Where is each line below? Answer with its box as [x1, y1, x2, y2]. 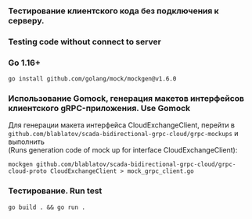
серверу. [8, 15, 45, 26]
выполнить [8, 137, 45, 146]
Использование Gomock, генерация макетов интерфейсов [8, 93, 245, 104]
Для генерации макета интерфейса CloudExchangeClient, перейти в [8, 120, 236, 130]
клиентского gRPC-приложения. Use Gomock [8, 103, 191, 114]
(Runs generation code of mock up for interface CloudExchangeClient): [8, 145, 238, 155]
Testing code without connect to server [8, 36, 162, 47]
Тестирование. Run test [8, 185, 103, 196]
